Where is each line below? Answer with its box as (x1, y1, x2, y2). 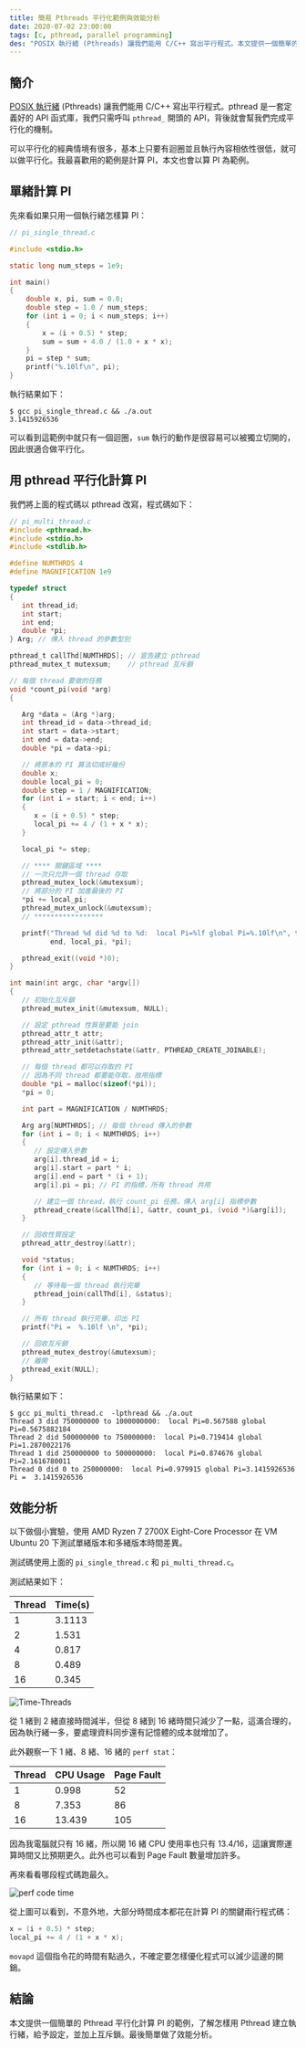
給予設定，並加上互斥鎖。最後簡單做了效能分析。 (33, 2029, 217, 2040)
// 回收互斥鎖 (21, 1339, 68, 1348)
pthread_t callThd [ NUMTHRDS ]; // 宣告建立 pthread (9, 651, 200, 660)
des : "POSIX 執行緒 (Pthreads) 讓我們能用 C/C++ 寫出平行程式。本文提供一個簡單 (9, 38, 292, 48)
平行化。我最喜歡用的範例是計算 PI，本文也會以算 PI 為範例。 (25, 154, 255, 165)
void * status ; (21, 1255, 76, 1265)
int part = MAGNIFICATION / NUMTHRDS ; (21, 1104, 169, 1114)
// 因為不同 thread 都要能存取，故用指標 (21, 1071, 162, 1081)
